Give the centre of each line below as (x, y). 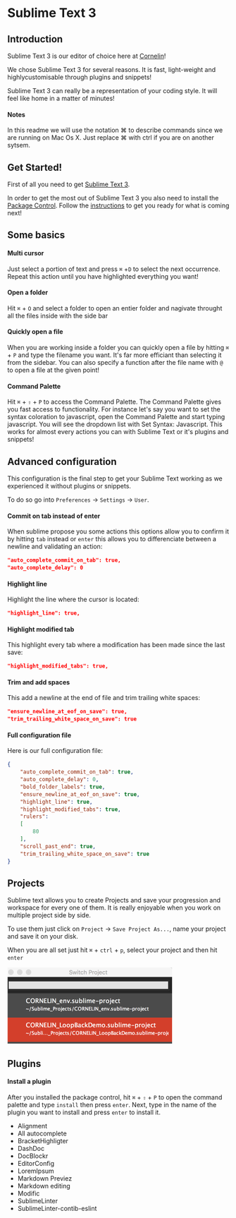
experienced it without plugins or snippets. (69, 486)
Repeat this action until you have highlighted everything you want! (103, 276)
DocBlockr (33, 1156)
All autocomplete (42, 1133)
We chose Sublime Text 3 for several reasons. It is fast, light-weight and (112, 70)
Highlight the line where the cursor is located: (73, 599)
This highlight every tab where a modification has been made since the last (116, 645)
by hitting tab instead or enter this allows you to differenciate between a (112, 539)
